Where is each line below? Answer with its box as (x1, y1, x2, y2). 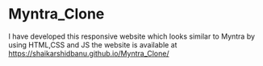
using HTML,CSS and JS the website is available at (8, 39, 177, 49)
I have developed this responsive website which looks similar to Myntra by (8, 31, 256, 41)
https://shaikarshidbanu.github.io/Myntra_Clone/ (8, 48, 169, 58)
